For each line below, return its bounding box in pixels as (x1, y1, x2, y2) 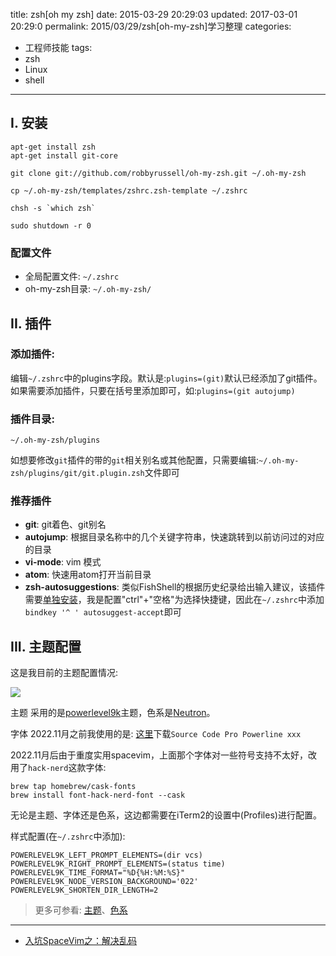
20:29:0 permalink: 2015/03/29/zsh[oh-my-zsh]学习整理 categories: (10, 20, 292, 32)
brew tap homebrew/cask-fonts (10, 782, 137, 792)
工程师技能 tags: (24, 42, 93, 53)
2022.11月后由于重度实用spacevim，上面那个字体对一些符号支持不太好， (10, 749, 309, 761)
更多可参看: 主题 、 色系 (34, 904, 128, 916)
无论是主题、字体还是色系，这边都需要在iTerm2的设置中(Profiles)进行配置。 (10, 809, 322, 821)
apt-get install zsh (10, 142, 97, 152)
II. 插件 (10, 315, 52, 332)
